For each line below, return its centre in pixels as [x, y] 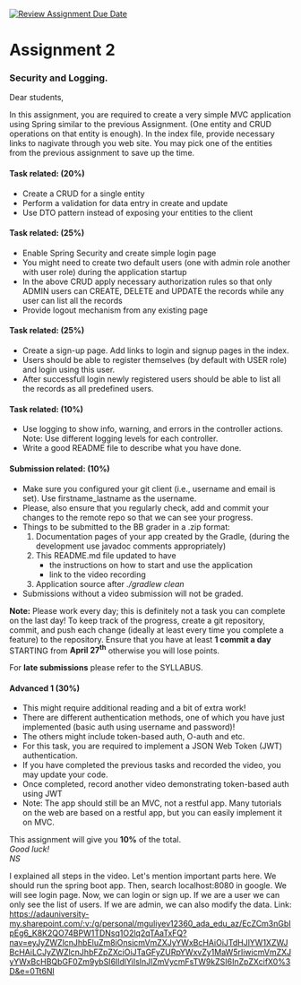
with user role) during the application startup [104, 272]
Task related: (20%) [47, 174]
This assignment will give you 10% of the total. [95, 840]
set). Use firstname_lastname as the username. [109, 498]
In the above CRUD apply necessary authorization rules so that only [147, 281]
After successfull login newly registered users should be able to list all [151, 379]
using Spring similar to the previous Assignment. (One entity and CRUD [140, 125]
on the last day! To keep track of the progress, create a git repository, [138, 620]
